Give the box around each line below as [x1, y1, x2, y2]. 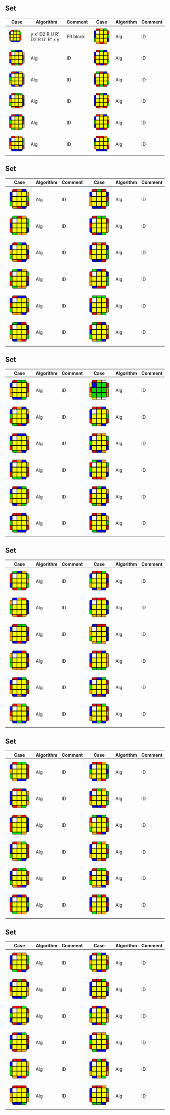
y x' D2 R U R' [30, 30, 60, 37]
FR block [66, 34, 85, 40]
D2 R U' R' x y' [30, 36, 61, 42]
